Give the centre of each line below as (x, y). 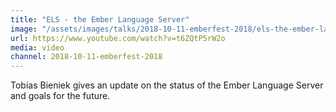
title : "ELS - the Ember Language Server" (100, 19)
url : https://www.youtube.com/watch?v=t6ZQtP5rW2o (118, 38)
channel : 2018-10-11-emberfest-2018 (86, 57)
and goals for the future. (60, 96)
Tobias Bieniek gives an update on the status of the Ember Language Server (167, 85)
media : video (37, 47)
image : (24, 29)
